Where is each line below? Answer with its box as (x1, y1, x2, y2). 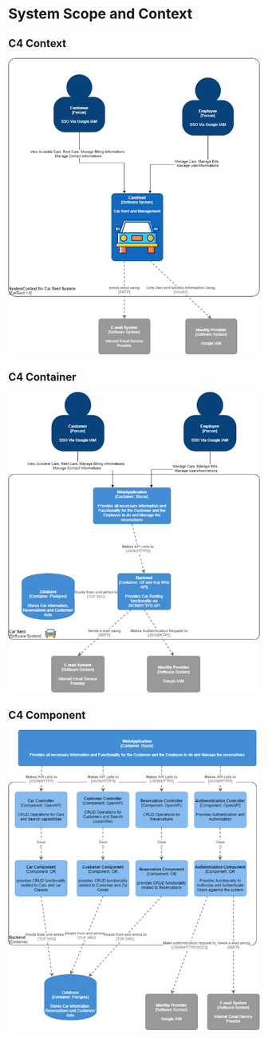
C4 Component (8, 708, 86, 722)
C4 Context (8, 37, 66, 50)
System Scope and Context (8, 5, 193, 23)
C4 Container (8, 370, 77, 384)
